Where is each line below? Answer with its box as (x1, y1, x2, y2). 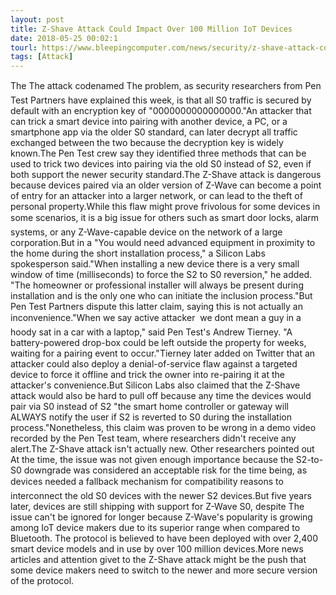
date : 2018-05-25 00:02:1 (10, 33, 118, 43)
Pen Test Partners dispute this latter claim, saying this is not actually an (10, 301, 303, 313)
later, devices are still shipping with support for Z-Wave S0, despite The (10, 501, 305, 513)
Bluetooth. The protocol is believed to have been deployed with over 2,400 (10, 532, 319, 545)
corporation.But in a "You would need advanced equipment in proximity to (10, 237, 316, 249)
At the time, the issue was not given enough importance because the (10, 454, 294, 466)
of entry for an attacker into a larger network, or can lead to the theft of (10, 190, 303, 202)
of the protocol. (10, 575, 75, 587)
